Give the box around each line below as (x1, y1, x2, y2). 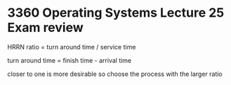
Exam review (7, 20, 84, 36)
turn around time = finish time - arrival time (7, 56, 132, 64)
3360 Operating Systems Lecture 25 (7, 5, 225, 21)
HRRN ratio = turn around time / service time (7, 42, 136, 51)
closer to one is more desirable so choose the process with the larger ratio (7, 70, 223, 78)
